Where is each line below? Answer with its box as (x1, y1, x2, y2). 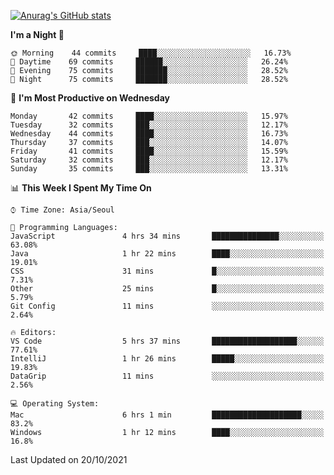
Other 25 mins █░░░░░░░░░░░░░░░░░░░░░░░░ (10, 284, 325, 294)
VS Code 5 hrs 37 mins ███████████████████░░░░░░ (10, 336, 325, 346)
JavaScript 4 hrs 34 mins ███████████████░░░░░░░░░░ (10, 231, 325, 241)
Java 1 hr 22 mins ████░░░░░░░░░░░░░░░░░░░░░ (10, 249, 325, 259)
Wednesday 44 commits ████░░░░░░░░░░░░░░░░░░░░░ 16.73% (10, 129, 288, 139)
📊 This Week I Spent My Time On (10, 182, 152, 194)
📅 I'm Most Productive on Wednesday (10, 92, 170, 104)
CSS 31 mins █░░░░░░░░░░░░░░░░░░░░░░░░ (10, 266, 325, 276)
